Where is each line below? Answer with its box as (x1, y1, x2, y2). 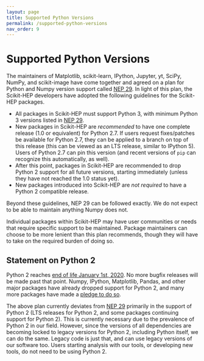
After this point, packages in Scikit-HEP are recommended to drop (15, 162, 181, 170)
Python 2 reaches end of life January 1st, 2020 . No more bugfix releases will (6, 271, 199, 278)
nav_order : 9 (6, 26, 40, 32)
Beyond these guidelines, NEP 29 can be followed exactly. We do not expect (6, 199, 198, 207)
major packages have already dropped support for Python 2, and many (6, 284, 185, 291)
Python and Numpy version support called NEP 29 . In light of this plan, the (6, 85, 193, 93)
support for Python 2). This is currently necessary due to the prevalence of (6, 315, 195, 323)
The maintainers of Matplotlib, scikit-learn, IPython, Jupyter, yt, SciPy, (6, 73, 181, 80)
